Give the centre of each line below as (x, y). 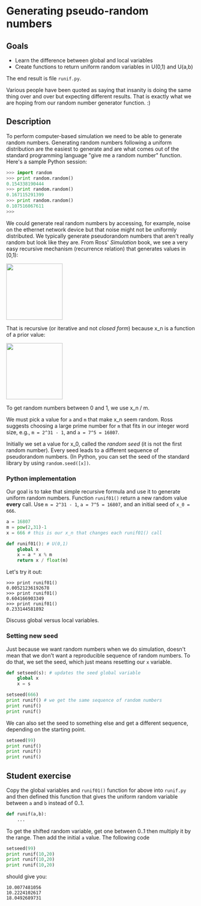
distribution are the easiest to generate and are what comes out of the (93, 149)
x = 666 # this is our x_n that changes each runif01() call (84, 533)
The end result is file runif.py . (44, 78)
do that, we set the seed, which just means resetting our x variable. (89, 662)
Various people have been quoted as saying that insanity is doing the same (99, 90)
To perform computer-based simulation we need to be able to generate (94, 136)
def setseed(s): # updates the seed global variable (73, 673)
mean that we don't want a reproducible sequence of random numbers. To (98, 655)
